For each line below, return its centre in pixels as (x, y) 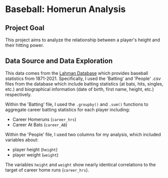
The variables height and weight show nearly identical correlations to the (80, 164)
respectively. (18, 95)
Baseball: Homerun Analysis (65, 9)
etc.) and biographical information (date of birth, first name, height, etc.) (79, 89)
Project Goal (25, 28)
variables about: (22, 140)
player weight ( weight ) (35, 155)
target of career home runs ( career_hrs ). (47, 170)
